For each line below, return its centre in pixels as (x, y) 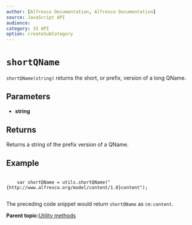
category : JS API (28, 28)
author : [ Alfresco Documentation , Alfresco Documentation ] (81, 12)
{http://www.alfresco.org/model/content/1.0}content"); (77, 187)
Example (23, 163)
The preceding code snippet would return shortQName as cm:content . (90, 203)
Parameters (28, 97)
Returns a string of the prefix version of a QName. (67, 144)
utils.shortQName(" (86, 182)
